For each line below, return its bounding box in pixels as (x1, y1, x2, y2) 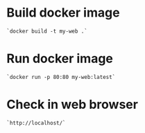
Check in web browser (6, 97, 138, 112)
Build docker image (6, 5, 120, 21)
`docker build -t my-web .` (6, 28, 88, 35)
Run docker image (6, 51, 114, 66)
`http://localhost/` (6, 119, 67, 126)
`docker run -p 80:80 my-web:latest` (6, 73, 116, 80)
